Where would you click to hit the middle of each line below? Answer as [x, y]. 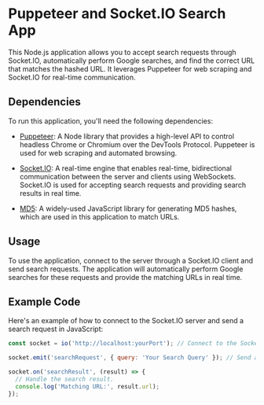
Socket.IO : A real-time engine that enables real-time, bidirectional [125, 168]
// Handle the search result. [64, 379]
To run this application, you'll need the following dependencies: [111, 121]
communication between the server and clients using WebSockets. [128, 176]
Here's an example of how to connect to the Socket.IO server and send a [126, 321]
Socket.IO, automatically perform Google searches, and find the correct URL [132, 61]
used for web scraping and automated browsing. [98, 153]
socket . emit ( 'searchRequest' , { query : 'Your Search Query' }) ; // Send [130, 358]
